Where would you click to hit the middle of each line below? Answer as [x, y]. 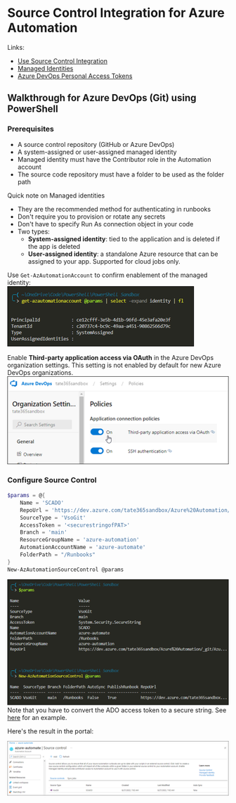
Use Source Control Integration [62, 60]
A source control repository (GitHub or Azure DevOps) [96, 144]
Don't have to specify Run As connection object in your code [105, 224]
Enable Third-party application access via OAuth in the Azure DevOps [111, 357]
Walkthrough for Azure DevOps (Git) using [102, 98]
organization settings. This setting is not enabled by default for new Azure [114, 365]
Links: [16, 47]
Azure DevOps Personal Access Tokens [75, 76]
